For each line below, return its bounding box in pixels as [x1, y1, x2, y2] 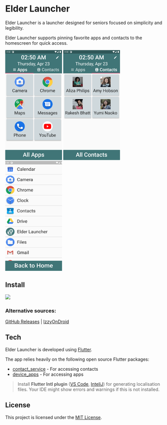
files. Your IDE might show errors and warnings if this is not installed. [17, 386, 160, 392]
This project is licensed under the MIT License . [5, 414, 102, 420]
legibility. [5, 25, 24, 31]
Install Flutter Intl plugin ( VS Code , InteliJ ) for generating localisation [17, 381, 160, 387]
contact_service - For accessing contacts [12, 366, 99, 372]
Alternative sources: [5, 307, 57, 314]
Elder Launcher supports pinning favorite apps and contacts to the [5, 35, 142, 41]
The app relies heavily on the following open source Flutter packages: [5, 356, 149, 362]
